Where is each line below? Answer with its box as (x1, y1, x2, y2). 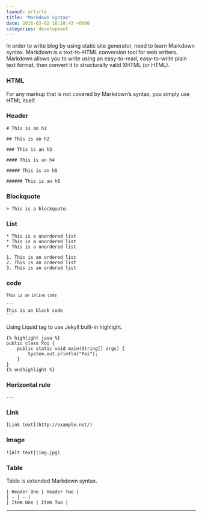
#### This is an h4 (6, 157, 55, 163)
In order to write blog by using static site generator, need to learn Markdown (6, 42, 195, 49)
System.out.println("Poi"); (28, 350, 98, 357)
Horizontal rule (6, 381, 51, 389)
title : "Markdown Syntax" (6, 14, 71, 21)
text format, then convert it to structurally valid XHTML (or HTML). (6, 62, 170, 69)
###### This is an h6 (6, 178, 61, 184)
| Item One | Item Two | (6, 499, 69, 506)
